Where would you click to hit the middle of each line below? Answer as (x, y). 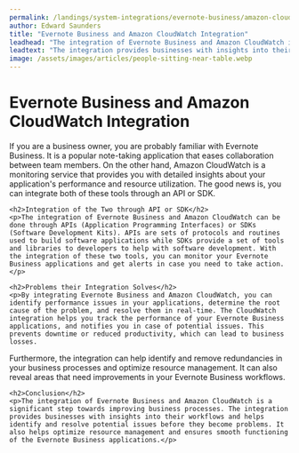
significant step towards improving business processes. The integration (149, 409)
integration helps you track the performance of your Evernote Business (147, 318)
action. (270, 264)
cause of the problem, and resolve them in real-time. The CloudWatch (143, 310)
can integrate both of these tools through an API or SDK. (113, 193)
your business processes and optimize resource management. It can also (143, 367)
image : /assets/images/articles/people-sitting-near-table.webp (131, 59)
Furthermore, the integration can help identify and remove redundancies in (146, 358)
